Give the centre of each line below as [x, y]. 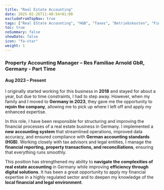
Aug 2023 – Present [26, 80]
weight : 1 [15, 46]
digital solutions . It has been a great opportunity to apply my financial [75, 172]
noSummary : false [23, 32]
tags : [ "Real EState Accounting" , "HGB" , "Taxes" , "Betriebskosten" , [77, 23]
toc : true [15, 28]
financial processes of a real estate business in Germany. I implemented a [79, 126]
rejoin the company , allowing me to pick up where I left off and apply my [78, 106]
